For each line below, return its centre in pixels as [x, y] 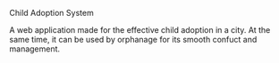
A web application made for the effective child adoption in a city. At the [140, 30]
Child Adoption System [51, 13]
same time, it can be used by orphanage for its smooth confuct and [133, 39]
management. [35, 49]
